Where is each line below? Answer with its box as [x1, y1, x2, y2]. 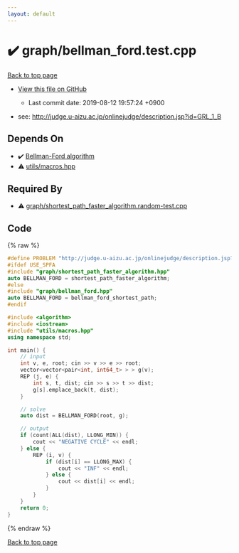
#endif [7, 301, 27, 308]
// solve [20, 406, 46, 413]
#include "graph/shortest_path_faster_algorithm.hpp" [7, 268, 171, 275]
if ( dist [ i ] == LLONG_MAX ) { [45, 458, 132, 466]
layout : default [7, 10, 55, 18]
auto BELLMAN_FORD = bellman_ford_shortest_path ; [7, 294, 158, 302]
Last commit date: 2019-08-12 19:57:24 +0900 [28, 98, 165, 107]
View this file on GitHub [17, 85, 87, 93]
